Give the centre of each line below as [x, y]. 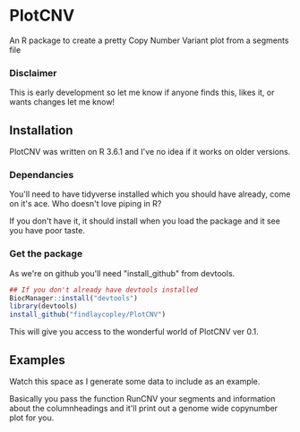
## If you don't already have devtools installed [104, 290]
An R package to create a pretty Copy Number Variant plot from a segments [149, 40]
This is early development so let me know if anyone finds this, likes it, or [142, 93]
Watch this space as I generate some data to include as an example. [135, 381]
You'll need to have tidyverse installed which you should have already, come [150, 194]
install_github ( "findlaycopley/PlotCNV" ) [88, 315]
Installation [41, 130]
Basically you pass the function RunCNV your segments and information [142, 398]
